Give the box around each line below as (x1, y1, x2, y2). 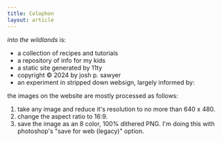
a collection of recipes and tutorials (17, 49, 119, 57)
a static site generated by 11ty (17, 63, 103, 72)
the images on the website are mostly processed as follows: (7, 91, 179, 100)
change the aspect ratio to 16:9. (17, 112, 108, 121)
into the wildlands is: (7, 35, 67, 43)
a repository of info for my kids (17, 56, 106, 64)
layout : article (7, 17, 54, 23)
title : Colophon (7, 10, 54, 17)
